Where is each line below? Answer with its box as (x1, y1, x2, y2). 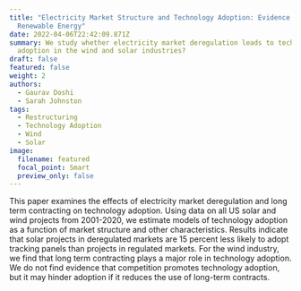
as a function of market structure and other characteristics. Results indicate (9, 225, 288, 235)
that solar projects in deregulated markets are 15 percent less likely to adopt (9, 234, 289, 244)
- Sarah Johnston (17, 96, 82, 106)
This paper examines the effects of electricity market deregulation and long (9, 196, 288, 207)
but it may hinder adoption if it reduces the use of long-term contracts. (9, 272, 271, 283)
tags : (9, 105, 30, 114)
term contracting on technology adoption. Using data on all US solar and (9, 205, 277, 216)
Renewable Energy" (17, 21, 87, 30)
